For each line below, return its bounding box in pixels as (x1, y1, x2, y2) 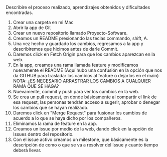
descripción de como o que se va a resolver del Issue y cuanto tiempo (13, 142, 158, 147)
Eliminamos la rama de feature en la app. (13, 120, 97, 126)
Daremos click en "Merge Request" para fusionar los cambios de (13, 110, 147, 116)
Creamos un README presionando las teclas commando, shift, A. (13, 35, 148, 41)
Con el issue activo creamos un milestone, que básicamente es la (13, 136, 148, 142)
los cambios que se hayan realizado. (13, 105, 89, 110)
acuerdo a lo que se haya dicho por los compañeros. (13, 115, 122, 121)
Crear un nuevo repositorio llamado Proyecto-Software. (13, 30, 128, 36)
